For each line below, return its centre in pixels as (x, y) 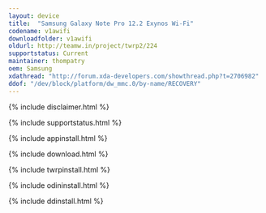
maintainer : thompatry (47, 62)
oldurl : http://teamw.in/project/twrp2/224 (83, 46)
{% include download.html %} (58, 154)
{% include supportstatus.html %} (65, 122)
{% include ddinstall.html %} (56, 201)
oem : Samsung (30, 69)
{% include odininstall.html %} (59, 185)
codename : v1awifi (39, 31)
